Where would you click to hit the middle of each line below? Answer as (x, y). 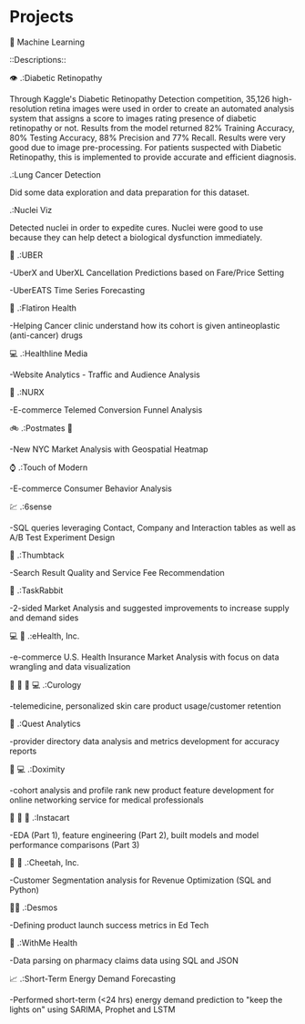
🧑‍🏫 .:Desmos (34, 907)
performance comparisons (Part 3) (75, 845)
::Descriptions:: (38, 59)
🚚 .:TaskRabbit (36, 590)
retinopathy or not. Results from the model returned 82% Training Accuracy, (152, 128)
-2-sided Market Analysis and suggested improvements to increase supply (149, 608)
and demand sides (44, 618)
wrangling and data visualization (70, 666)
